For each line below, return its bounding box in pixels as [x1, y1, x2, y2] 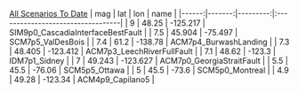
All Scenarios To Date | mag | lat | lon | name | [9, 9, 177, 19]
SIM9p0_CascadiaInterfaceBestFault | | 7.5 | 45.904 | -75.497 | [9, 27, 238, 37]
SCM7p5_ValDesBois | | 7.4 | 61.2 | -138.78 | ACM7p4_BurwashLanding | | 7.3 [9, 36, 290, 47]
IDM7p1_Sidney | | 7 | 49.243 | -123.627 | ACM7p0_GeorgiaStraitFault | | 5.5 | [9, 56, 289, 66]
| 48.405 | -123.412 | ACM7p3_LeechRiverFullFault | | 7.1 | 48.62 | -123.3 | [9, 46, 276, 57]
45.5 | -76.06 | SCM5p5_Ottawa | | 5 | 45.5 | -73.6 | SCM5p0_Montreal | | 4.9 [9, 65, 289, 75]
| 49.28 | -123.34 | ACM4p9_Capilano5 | [9, 74, 156, 84]
